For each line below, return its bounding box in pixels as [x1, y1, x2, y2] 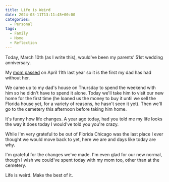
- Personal [10, 21, 33, 27]
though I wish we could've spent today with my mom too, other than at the [5, 157, 160, 163]
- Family [10, 31, 28, 36]
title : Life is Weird [5, 7, 51, 13]
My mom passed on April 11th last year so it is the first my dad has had [5, 69, 151, 75]
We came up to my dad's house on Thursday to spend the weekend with [5, 84, 156, 90]
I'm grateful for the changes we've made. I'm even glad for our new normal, [5, 151, 162, 157]
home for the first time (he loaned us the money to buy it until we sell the [5, 95, 156, 101]
